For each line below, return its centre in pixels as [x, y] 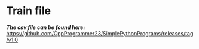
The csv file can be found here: [46, 27]
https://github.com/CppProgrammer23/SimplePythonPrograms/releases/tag [100, 33]
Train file [29, 11]
